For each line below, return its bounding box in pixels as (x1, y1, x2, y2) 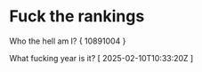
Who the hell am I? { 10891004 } (9, 36, 126, 46)
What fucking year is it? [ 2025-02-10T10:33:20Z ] (9, 52, 194, 63)
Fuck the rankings (9, 6, 145, 27)
